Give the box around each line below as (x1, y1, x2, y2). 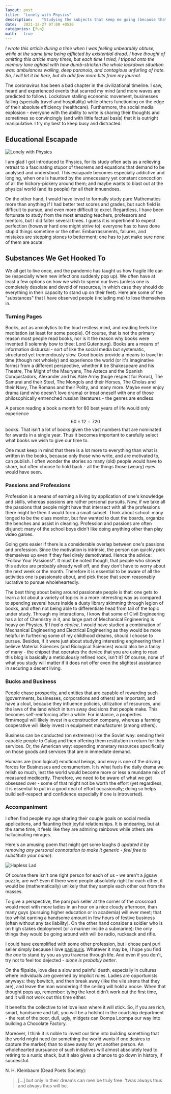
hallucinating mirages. (5, 831, 52, 837)
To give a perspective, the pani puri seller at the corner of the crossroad (5, 898, 156, 904)
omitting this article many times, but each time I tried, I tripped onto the (5, 56, 155, 62)
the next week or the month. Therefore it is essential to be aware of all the (5, 568, 160, 575)
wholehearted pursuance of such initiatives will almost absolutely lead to (5, 1046, 158, 1053)
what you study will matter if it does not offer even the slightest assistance (5, 660, 161, 666)
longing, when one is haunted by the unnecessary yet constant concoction (5, 175, 162, 181)
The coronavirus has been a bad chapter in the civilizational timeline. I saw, (5, 82, 163, 88)
